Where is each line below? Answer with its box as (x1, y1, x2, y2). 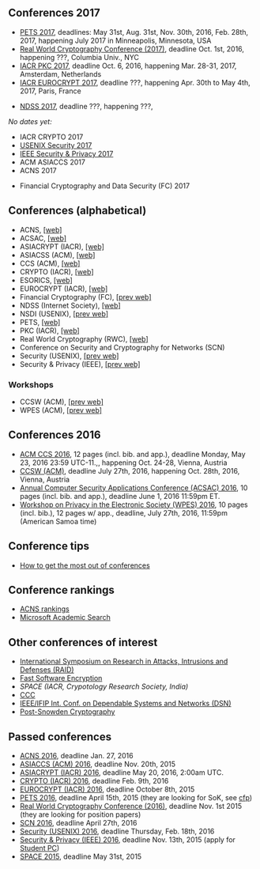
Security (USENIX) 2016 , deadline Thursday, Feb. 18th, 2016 (19, 826, 215, 836)
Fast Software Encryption (19, 674, 103, 683)
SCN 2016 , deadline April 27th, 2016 (19, 818, 138, 827)
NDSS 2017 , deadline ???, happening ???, (19, 101, 153, 111)
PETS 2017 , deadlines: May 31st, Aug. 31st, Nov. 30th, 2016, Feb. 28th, (19, 27, 249, 36)
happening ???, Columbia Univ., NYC (19, 52, 140, 62)
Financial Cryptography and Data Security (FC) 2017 (19, 181, 190, 191)
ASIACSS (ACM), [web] (19, 250, 96, 259)
